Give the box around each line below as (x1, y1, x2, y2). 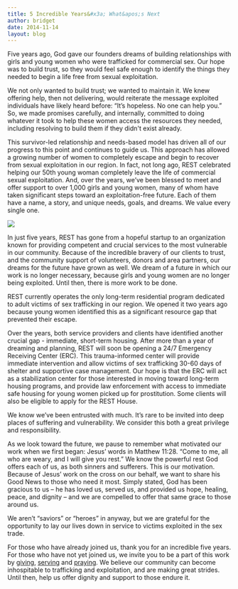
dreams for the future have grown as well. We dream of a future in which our (7, 264, 232, 272)
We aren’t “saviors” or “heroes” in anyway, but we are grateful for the (7, 514, 210, 523)
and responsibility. (7, 426, 62, 434)
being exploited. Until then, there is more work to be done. (7, 278, 178, 287)
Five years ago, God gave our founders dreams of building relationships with (7, 50, 232, 58)
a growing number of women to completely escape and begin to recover (7, 153, 220, 162)
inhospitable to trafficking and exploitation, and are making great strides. (7, 565, 220, 574)
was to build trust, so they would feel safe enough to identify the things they (7, 65, 230, 73)
